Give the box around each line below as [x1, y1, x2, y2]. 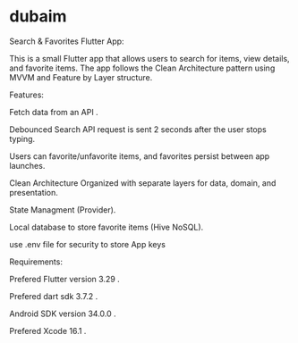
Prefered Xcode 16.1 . [9, 325, 87, 336]
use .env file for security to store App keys [9, 238, 166, 249]
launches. [9, 160, 46, 171]
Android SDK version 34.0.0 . [9, 308, 116, 319]
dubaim [9, 6, 67, 27]
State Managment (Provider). [9, 204, 116, 215]
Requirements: [9, 256, 63, 267]
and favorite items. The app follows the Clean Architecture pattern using [9, 63, 276, 73]
